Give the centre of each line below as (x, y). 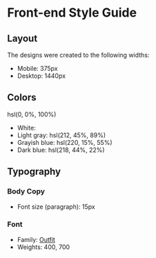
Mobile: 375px (37, 68)
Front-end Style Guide (72, 13)
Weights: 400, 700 (43, 247)
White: (26, 128)
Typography (34, 172)
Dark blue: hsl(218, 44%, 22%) (61, 150)
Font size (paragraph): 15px (56, 207)
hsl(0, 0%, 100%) (32, 114)
